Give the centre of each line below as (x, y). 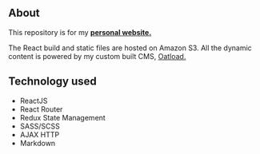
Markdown (38, 143)
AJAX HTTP (40, 134)
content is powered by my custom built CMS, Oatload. (97, 56)
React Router (41, 109)
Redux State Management (62, 117)
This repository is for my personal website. (80, 32)
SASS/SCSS (40, 126)
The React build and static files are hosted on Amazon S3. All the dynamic (130, 48)
